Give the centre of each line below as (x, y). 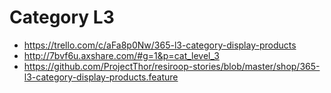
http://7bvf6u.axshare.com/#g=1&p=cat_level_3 (121, 55)
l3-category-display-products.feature (101, 77)
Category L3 (62, 17)
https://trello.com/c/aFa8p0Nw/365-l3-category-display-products (160, 45)
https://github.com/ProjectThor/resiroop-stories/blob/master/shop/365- (172, 66)
